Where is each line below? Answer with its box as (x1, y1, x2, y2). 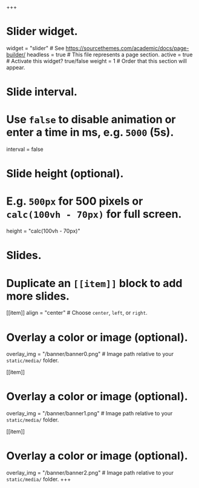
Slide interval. (6, 85, 77, 99)
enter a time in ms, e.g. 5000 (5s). (6, 125, 174, 139)
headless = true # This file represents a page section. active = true (27, 51, 193, 58)
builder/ (6, 51, 26, 58)
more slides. (6, 289, 70, 303)
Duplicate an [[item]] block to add (6, 276, 183, 290)
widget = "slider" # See (6, 44, 65, 51)
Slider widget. (6, 25, 78, 38)
